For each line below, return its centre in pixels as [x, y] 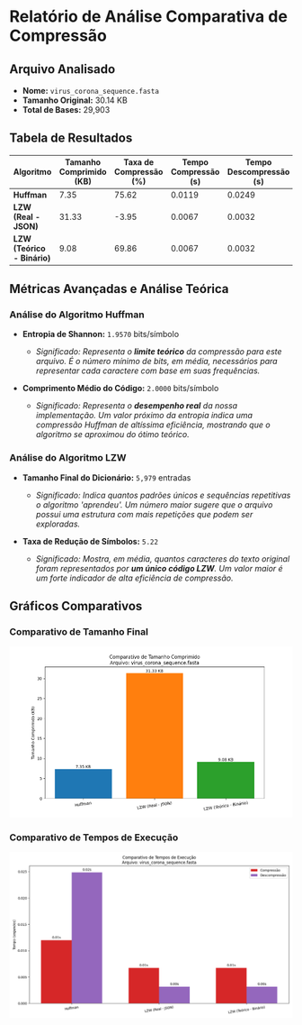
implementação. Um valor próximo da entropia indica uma [144, 416]
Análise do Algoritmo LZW [68, 458]
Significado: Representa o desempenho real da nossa [137, 406]
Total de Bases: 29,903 [66, 110]
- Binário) [32, 258]
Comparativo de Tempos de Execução [94, 837]
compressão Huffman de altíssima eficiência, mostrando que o [153, 425]
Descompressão [259, 172]
